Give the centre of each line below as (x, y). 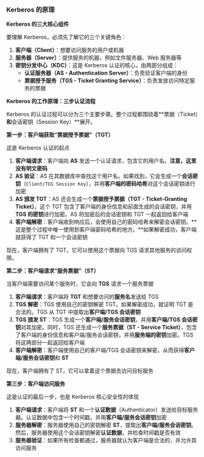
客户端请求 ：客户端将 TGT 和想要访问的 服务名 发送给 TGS (87, 297)
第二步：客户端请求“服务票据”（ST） (53, 271)
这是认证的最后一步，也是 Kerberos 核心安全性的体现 (72, 397)
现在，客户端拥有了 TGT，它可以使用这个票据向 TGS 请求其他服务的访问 (97, 250)
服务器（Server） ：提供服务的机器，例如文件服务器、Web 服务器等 (98, 58)
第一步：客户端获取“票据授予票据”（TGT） (60, 135)
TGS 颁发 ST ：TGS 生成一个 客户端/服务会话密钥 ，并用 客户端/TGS (98, 320)
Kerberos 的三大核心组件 (38, 24)
